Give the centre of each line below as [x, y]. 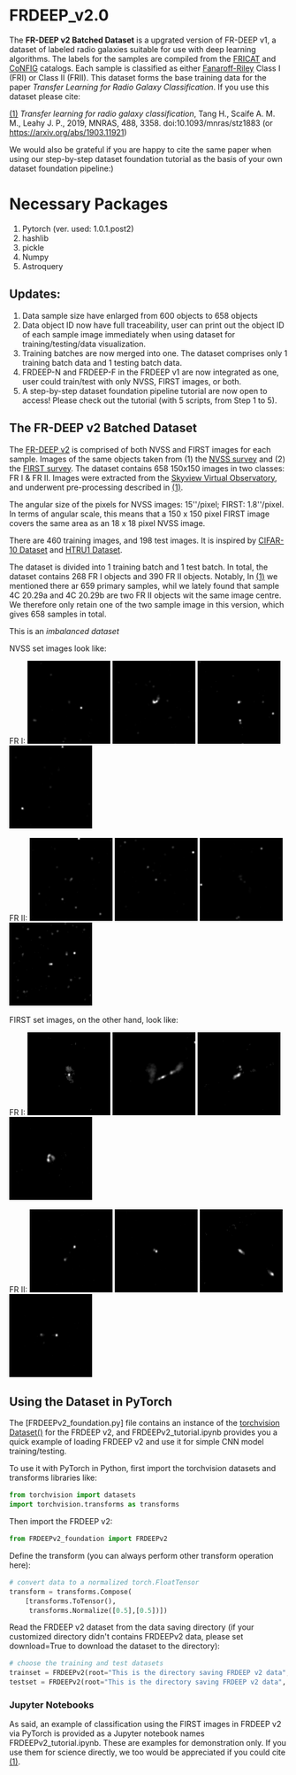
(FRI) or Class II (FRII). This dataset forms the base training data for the [138, 77]
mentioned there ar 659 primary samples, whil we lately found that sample [144, 585]
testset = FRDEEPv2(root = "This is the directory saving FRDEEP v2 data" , [148, 1682]
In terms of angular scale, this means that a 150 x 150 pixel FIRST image [140, 514]
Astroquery [42, 266]
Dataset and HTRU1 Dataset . [71, 549]
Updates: [35, 295]
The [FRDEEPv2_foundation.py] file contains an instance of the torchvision [144, 1423]
